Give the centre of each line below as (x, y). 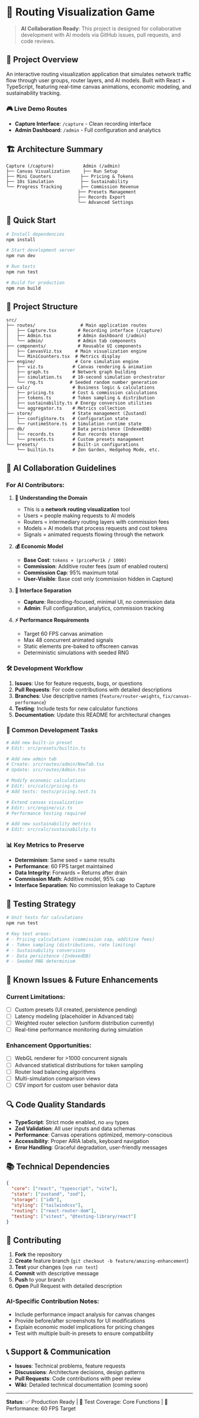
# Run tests (21, 267)
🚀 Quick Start (31, 221)
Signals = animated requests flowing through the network (94, 534)
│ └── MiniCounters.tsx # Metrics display (63, 357)
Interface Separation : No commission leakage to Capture (85, 885)
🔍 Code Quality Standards (56, 1105)
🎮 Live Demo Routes (37, 108)
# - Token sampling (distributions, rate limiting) (71, 945)
